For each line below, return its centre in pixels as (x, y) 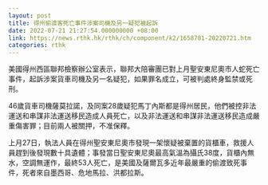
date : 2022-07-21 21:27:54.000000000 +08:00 (83, 30)
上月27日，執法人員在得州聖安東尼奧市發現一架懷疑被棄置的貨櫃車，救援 (128, 143)
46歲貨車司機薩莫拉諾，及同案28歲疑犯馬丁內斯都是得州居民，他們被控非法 (132, 106)
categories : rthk (37, 45)
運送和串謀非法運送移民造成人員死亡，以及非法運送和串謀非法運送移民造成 (130, 116)
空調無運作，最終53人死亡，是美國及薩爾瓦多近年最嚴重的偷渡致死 (131, 163)
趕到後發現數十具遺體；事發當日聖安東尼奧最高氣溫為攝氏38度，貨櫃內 (131, 153)
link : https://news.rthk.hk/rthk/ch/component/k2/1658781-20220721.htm (130, 38)
